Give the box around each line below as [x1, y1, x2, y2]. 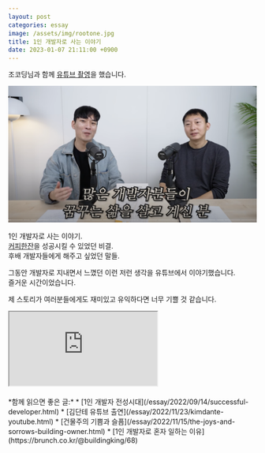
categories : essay [8, 21, 69, 29]
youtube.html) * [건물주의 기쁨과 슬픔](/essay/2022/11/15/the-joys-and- [8, 417, 236, 426]
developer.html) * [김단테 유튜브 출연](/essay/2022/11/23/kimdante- [8, 406, 224, 416]
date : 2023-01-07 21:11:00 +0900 [8, 46, 118, 54]
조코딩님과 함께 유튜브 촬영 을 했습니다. [8, 69, 126, 79]
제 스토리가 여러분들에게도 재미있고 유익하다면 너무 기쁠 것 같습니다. [8, 294, 217, 304]
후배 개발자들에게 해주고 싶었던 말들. [8, 251, 120, 260]
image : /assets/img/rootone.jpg [8, 29, 114, 37]
